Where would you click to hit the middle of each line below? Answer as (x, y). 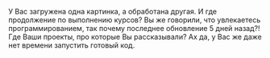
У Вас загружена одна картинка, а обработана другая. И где (113, 12)
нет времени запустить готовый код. (72, 45)
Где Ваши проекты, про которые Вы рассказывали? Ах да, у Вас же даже (135, 37)
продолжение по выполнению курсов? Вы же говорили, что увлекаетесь (135, 20)
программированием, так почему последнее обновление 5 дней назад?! (134, 28)
